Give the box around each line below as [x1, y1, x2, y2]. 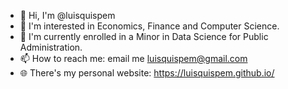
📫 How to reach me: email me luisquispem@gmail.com [19, 53, 248, 64]
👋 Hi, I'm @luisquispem [19, 10, 116, 21]
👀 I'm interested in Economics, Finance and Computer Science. [19, 20, 280, 32]
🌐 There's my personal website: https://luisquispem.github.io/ [19, 67, 275, 79]
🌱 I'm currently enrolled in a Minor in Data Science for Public [19, 31, 269, 42]
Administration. [19, 41, 83, 53]
